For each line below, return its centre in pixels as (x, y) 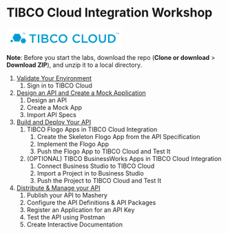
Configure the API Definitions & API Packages (91, 202)
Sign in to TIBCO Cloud (59, 85)
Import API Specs (51, 114)
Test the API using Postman (66, 217)
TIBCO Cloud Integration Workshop (110, 13)
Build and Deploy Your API (53, 122)
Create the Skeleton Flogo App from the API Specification (118, 136)
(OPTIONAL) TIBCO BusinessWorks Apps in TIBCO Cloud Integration (124, 158)
